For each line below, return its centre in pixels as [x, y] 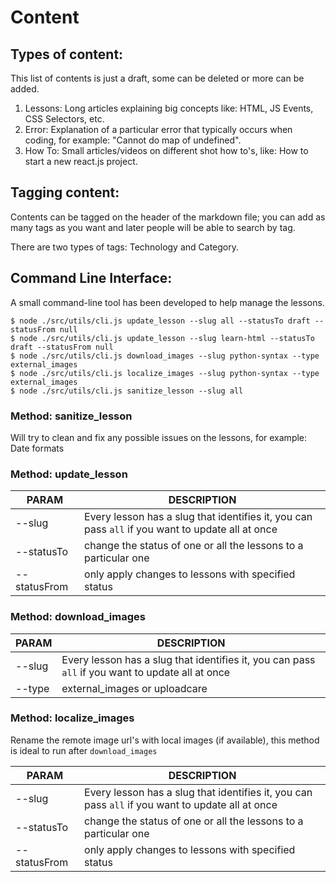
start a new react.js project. [81, 161]
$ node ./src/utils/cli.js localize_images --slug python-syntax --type [165, 373]
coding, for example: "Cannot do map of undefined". [133, 140]
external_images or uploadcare [134, 688]
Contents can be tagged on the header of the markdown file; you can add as [168, 217]
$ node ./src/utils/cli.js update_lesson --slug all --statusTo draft [160, 321]
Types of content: [67, 54]
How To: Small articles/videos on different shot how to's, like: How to [166, 150]
